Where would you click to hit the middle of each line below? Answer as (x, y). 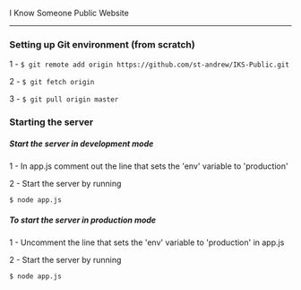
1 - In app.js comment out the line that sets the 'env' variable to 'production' (149, 166)
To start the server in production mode (83, 220)
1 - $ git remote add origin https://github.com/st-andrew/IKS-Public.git (149, 64)
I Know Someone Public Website (69, 13)
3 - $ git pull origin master (64, 99)
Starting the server (52, 122)
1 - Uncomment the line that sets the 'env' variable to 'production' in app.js (147, 242)
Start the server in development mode (82, 144)
